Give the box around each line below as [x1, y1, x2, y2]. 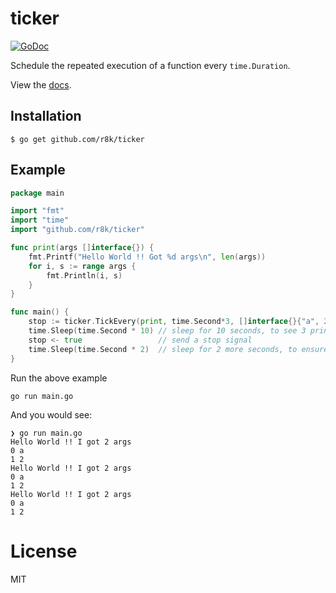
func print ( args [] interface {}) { [10, 243, 155, 253]
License [10, 540, 78, 562]
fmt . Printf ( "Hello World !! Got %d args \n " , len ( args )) [28, 252, 267, 262]
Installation [10, 108, 82, 125]
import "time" [10, 215, 70, 226]
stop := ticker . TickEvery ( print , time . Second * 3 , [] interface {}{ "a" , [28, 317, 320, 327]
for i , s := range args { [28, 261, 137, 271]
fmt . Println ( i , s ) [46, 270, 123, 281]
